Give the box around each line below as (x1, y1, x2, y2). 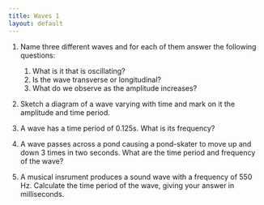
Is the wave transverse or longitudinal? (32, 75, 162, 84)
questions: (19, 50, 56, 60)
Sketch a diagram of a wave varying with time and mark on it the (19, 99, 236, 109)
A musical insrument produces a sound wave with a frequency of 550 (19, 172, 253, 182)
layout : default (8, 19, 63, 28)
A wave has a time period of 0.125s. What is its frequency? (19, 123, 215, 133)
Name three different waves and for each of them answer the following (19, 41, 257, 51)
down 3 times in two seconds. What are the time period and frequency (19, 147, 256, 157)
